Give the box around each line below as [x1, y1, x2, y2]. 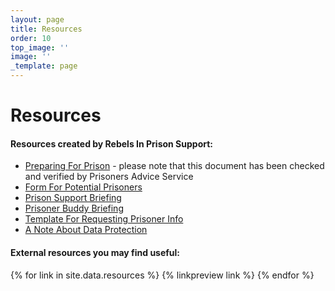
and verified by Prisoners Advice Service [24, 171, 194, 183]
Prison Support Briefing [24, 192, 122, 204]
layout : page [10, 14, 65, 25]
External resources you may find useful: [10, 246, 181, 258]
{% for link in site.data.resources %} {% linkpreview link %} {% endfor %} [10, 269, 315, 281]
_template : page [10, 61, 78, 71]
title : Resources [10, 24, 83, 34]
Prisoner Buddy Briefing [24, 202, 124, 215]
